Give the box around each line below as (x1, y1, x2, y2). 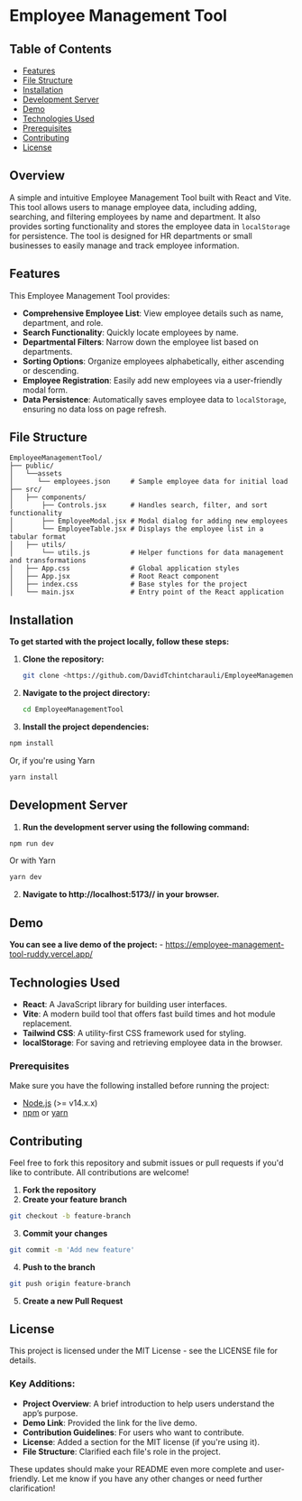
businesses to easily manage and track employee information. (9, 240, 240, 251)
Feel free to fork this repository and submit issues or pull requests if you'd (9, 1157, 284, 1169)
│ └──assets (9, 469, 63, 478)
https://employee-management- (165, 940, 285, 950)
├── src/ (9, 485, 42, 495)
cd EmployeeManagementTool (22, 705, 124, 714)
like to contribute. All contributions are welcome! (9, 1167, 189, 1178)
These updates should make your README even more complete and (9, 1463, 263, 1474)
